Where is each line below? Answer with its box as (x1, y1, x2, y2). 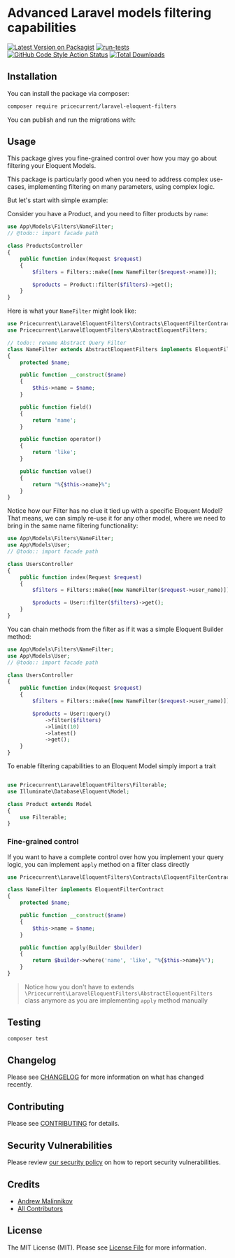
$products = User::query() (32, 710, 111, 717)
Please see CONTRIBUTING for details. (7, 1119, 120, 1128)
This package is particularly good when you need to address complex (7, 175, 208, 183)
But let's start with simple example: (7, 196, 108, 204)
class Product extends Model (7, 800, 92, 807)
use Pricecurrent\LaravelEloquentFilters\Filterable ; (7, 782, 168, 789)
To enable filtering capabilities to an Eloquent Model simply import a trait (7, 762, 216, 770)
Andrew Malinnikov (17, 1196, 73, 1205)
